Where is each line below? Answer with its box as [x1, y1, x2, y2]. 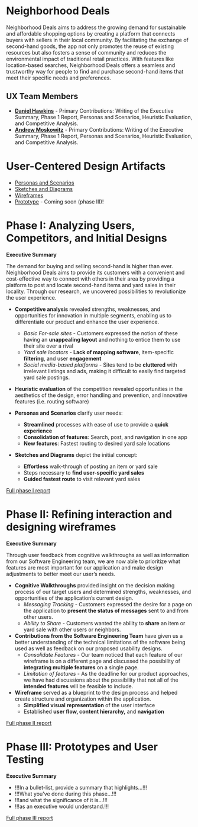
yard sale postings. [23, 374, 70, 381]
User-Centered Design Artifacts [6, 159, 166, 173]
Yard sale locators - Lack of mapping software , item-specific [23, 348, 174, 355]
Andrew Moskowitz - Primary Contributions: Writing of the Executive [14, 126, 183, 133]
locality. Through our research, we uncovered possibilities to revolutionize [6, 288, 186, 295]
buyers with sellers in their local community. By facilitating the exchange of [6, 36, 189, 43]
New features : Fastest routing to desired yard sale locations [23, 440, 170, 447]
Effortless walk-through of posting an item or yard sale [23, 463, 158, 470]
